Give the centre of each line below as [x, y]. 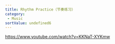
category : [15, 14]
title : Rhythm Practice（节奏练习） [40, 9]
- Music [15, 18]
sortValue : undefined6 [28, 23]
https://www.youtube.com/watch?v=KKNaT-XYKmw [57, 37]
